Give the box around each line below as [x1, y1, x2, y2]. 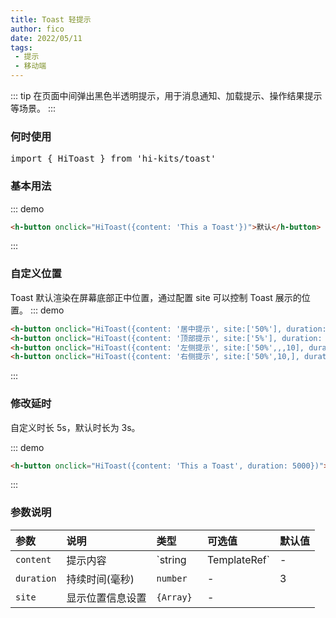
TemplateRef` [206, 552, 270, 566]
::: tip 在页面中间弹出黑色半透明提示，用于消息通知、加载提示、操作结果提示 [10, 90, 323, 101]
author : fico [10, 24, 65, 34]
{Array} [156, 591, 193, 603]
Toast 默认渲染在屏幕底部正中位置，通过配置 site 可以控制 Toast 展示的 [10, 291, 302, 303]
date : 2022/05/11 [10, 33, 83, 43]
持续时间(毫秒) [66, 572, 135, 586]
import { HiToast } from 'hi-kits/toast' [10, 153, 217, 165]
